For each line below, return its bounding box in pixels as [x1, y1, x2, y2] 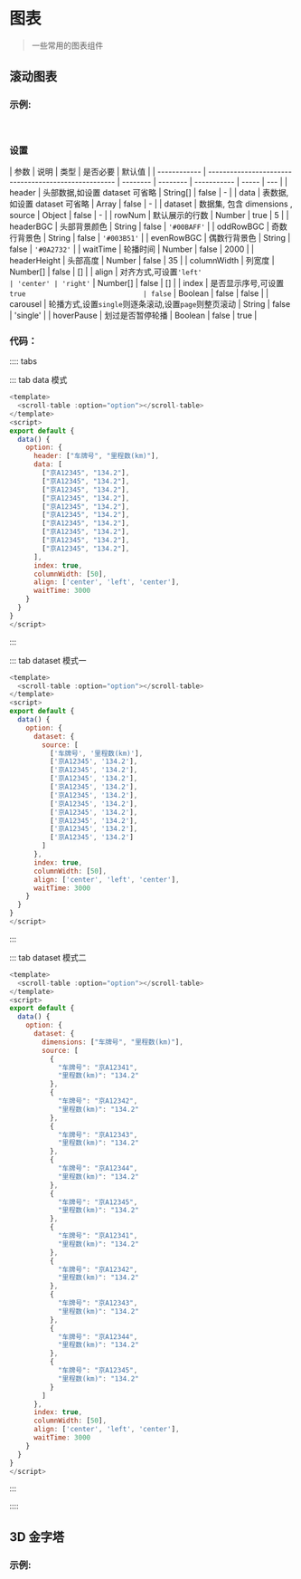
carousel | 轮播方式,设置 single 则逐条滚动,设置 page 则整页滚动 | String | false [9, 298, 291, 309]
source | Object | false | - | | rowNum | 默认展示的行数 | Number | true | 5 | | [9, 209, 289, 220]
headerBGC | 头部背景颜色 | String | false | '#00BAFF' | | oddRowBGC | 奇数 [9, 221, 287, 232]
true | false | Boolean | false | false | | [9, 287, 269, 299]
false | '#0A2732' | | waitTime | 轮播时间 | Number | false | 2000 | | [9, 244, 255, 254]
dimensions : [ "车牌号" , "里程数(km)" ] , [42, 1038, 183, 1047]
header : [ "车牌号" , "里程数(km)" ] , [33, 452, 160, 461]
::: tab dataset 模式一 [9, 655, 88, 665]
